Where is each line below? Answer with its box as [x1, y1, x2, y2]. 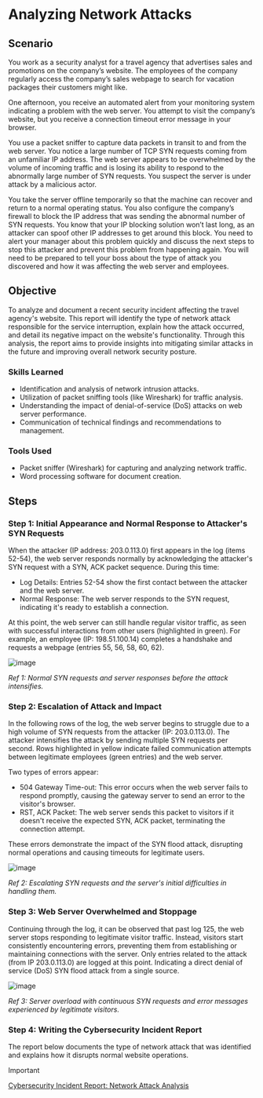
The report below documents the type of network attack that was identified [8, 1041, 251, 1051]
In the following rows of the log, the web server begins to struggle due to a [8, 719, 250, 728]
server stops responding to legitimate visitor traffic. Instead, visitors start [8, 932, 243, 942]
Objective [8, 284, 57, 297]
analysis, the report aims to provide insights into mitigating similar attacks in [8, 338, 254, 348]
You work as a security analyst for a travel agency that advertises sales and [8, 57, 253, 67]
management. [19, 426, 65, 436]
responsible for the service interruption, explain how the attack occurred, [8, 322, 245, 331]
